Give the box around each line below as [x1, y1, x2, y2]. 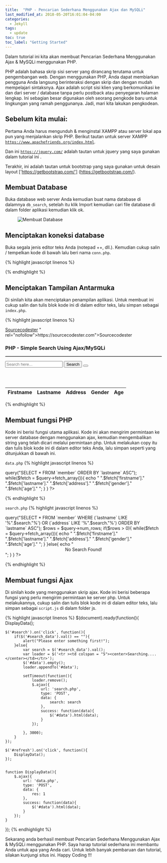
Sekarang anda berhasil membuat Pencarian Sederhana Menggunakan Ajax [5, 836, 161, 842]
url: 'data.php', [23, 778, 59, 783]
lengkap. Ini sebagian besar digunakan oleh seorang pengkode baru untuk [5, 95, 158, 101]
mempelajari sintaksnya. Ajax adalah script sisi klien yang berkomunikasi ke [5, 84, 160, 90]
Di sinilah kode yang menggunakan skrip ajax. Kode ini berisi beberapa [5, 589, 150, 595]
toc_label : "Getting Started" [5, 40, 68, 45]
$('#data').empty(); [23, 660, 66, 665]
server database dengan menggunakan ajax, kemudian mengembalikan [5, 434, 152, 440]
